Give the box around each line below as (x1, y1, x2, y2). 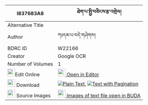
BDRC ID (7, 45, 28, 52)
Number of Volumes (7, 61, 53, 67)
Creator (7, 53, 25, 59)
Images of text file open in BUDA (66, 92, 141, 99)
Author (7, 33, 23, 40)
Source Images (16, 92, 51, 99)
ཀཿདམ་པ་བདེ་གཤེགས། (57, 32, 96, 38)
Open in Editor (66, 71, 99, 78)
